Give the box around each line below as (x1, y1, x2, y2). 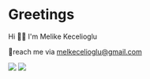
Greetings (8, 6, 75, 24)
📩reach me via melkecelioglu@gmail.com (8, 47, 142, 56)
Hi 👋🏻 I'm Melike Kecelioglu (8, 32, 97, 41)
